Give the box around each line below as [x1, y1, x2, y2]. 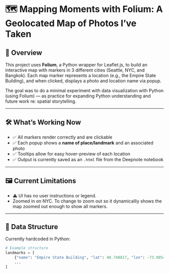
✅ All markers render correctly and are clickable [12, 134, 113, 140]
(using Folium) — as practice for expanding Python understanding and [5, 93, 151, 99]
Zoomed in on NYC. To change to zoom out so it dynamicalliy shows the [12, 198, 162, 204]
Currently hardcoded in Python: [5, 236, 70, 242]
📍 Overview [5, 48, 42, 57]
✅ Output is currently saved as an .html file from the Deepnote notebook [12, 156, 163, 162]
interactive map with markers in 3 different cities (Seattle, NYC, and [5, 67, 145, 73]
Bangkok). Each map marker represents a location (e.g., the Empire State [5, 73, 156, 78]
